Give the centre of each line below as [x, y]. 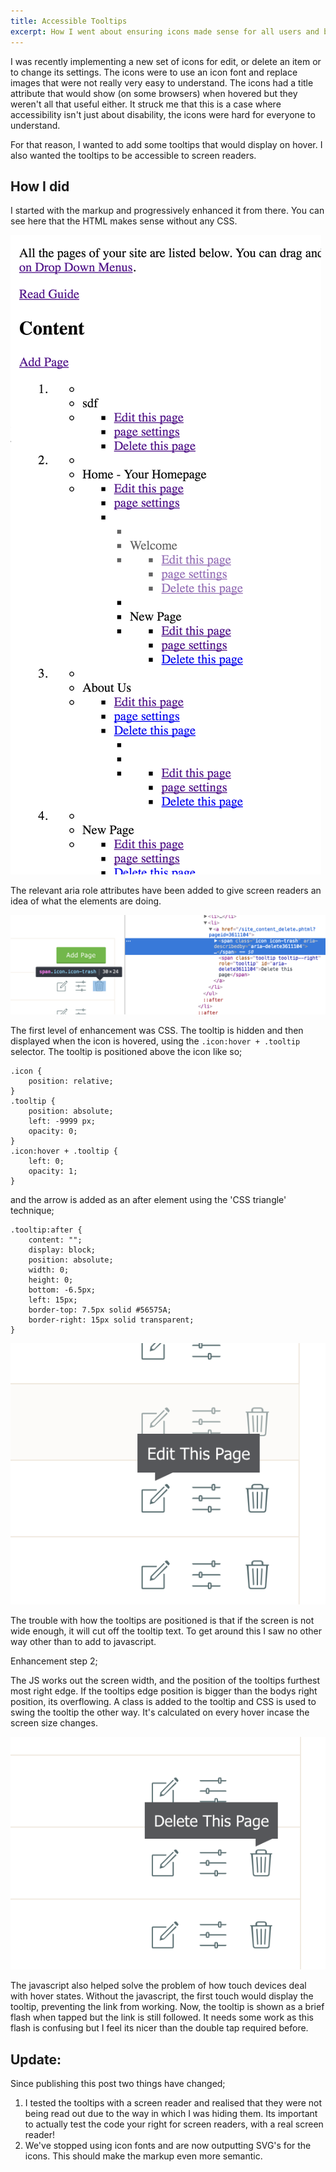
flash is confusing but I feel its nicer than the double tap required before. [159, 2028]
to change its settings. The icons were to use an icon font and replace [154, 72]
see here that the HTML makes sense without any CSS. [124, 221]
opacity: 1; [53, 1171]
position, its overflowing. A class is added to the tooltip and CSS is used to [163, 1701]
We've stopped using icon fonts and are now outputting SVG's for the [168, 2146]
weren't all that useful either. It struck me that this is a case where [146, 104]
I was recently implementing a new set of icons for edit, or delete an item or [166, 61]
